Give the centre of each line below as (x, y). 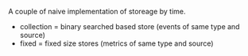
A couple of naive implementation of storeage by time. (97, 11)
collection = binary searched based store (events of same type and (130, 26)
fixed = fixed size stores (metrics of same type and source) (116, 43)
